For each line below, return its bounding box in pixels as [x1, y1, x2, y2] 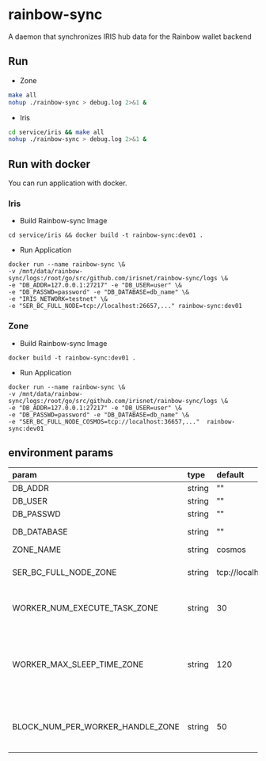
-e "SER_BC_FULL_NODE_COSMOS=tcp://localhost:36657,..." [8, 417, 200, 425]
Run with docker [8, 157, 91, 171]
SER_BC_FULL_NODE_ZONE [12, 567, 117, 578]
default [216, 470, 245, 481]
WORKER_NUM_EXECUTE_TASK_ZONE [12, 603, 158, 614]
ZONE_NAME [12, 544, 62, 555]
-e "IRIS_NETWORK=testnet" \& [8, 295, 108, 303]
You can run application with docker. [8, 178, 127, 188]
